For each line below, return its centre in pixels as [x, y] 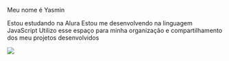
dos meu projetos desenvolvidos [53, 38]
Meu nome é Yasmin [36, 10]
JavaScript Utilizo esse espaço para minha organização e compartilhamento [115, 30]
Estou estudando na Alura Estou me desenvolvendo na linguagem [100, 23]
